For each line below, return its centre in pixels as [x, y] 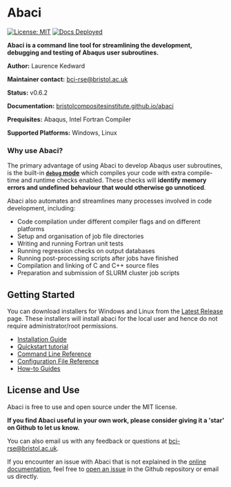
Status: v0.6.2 [28, 92]
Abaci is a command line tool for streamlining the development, [100, 45]
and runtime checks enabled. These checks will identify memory [114, 180]
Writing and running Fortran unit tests [70, 243]
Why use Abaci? [35, 150]
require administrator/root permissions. [63, 326]
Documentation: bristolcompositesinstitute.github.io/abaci [90, 106]
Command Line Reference [54, 354]
